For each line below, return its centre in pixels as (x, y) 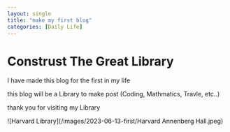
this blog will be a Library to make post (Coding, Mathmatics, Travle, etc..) (114, 94)
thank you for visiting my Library (54, 108)
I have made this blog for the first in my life (69, 80)
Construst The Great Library (91, 61)
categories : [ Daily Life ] (45, 27)
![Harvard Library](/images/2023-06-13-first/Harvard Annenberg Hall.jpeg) (115, 121)
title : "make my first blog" (50, 20)
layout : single (29, 14)
